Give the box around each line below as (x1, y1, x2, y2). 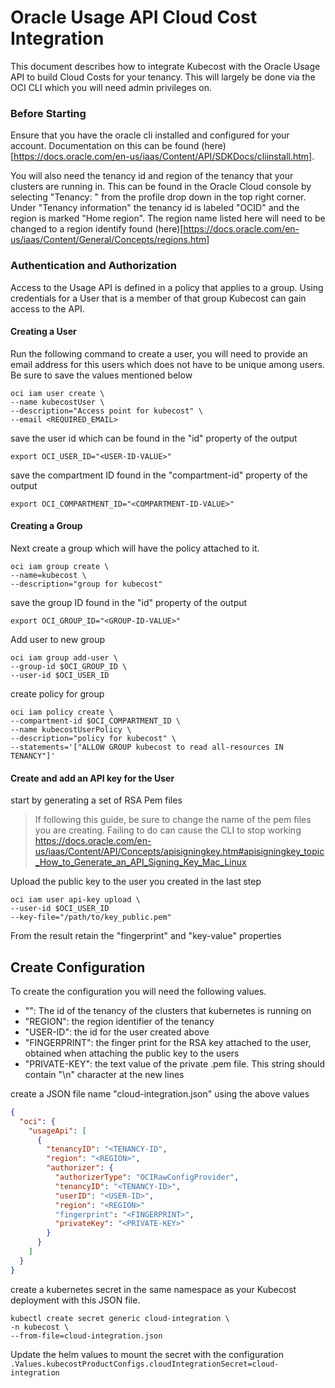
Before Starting (10, 106, 87, 120)
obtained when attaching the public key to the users (24, 1047, 240, 1059)
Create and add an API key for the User (10, 772, 175, 784)
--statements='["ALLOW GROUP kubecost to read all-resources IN (10, 742, 284, 752)
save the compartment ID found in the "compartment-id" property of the (10, 469, 308, 481)
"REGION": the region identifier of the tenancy (24, 1015, 215, 1027)
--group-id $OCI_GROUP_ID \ (10, 661, 128, 671)
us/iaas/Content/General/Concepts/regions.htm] (10, 234, 210, 246)
